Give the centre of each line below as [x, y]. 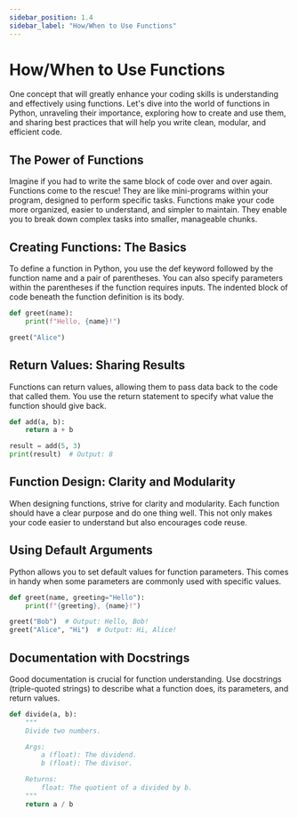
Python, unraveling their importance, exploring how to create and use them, [148, 113]
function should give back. [58, 405]
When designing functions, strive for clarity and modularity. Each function [145, 503]
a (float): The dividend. [89, 755]
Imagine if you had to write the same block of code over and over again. [141, 181]
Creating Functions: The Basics [98, 247]
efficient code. [36, 132]
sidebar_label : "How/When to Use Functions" [93, 26]
